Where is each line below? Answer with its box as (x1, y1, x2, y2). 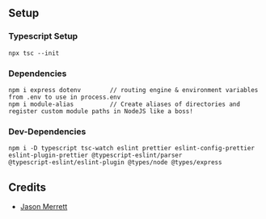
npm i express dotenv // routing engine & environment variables (8, 86, 259, 94)
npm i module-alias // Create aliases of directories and (8, 100, 241, 108)
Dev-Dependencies (8, 125, 87, 137)
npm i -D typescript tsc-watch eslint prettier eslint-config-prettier (8, 145, 255, 153)
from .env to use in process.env (8, 93, 121, 101)
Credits (8, 180, 47, 194)
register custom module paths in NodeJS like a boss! (8, 107, 194, 116)
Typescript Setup (8, 31, 78, 42)
